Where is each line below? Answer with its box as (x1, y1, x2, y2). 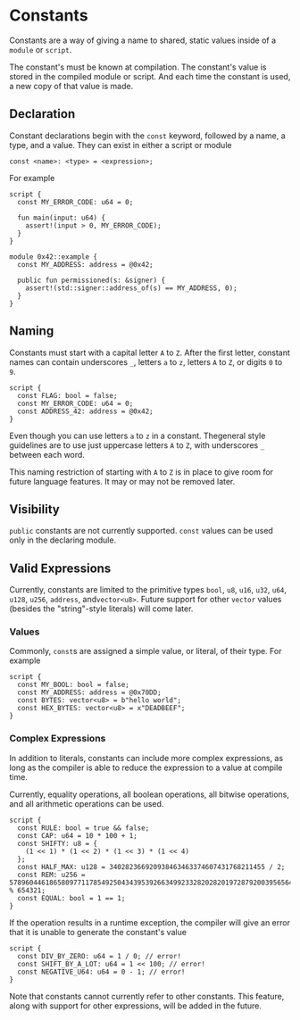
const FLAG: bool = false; (17, 391, 118, 400)
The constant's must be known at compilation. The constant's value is (9, 62, 267, 72)
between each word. (9, 449, 85, 460)
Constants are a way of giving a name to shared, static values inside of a (9, 35, 277, 46)
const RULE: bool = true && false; (17, 823, 150, 833)
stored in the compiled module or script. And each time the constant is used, (9, 70, 291, 81)
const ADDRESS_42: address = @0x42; (17, 407, 154, 416)
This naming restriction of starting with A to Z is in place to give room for (9, 466, 274, 477)
